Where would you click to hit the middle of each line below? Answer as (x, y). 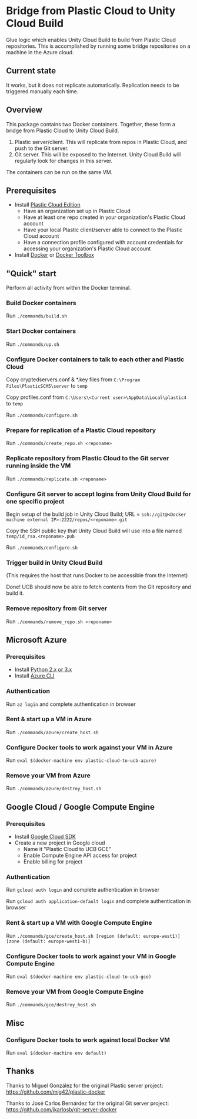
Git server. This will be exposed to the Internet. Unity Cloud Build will (98, 154)
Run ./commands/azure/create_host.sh (52, 732)
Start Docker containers (41, 331)
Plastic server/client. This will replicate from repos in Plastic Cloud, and (101, 142)
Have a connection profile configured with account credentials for (103, 243)
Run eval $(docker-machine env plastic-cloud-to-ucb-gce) (79, 976)
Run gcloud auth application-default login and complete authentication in (98, 901)
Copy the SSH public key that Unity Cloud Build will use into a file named (94, 531)
